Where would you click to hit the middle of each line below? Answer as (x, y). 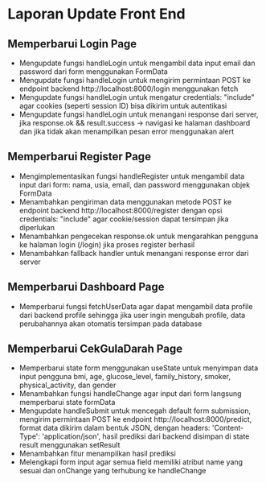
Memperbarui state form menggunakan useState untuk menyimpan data (139, 368)
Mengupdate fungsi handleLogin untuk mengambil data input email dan (137, 63)
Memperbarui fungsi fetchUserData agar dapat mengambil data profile (136, 306)
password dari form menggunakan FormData (93, 72)
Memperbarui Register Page (80, 157)
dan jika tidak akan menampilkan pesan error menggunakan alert (127, 131)
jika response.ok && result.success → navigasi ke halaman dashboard (135, 123)
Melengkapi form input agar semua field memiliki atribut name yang (131, 462)
